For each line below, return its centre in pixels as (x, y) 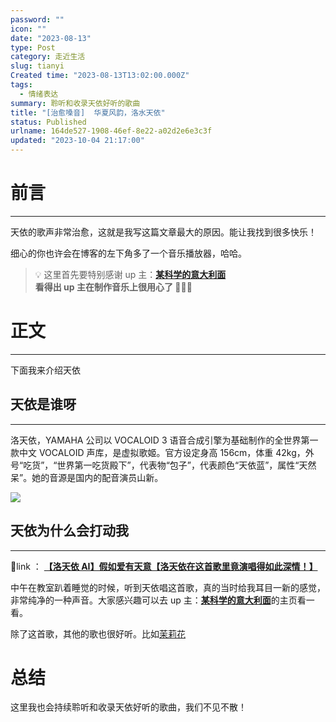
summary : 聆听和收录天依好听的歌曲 (75, 103)
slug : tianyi (37, 66)
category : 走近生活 (48, 57)
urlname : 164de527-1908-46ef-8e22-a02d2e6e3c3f (111, 131)
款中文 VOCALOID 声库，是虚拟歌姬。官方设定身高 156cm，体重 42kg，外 (162, 452)
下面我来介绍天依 (45, 370)
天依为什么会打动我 (69, 531)
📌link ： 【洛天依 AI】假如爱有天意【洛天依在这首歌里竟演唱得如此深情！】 (164, 566)
